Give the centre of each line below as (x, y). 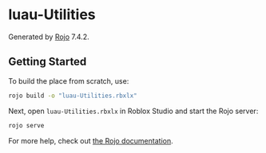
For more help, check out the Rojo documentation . (91, 140)
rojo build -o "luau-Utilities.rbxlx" (73, 96)
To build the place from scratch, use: (69, 80)
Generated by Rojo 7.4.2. (49, 37)
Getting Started (48, 62)
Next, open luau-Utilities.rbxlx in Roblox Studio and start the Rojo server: (133, 111)
